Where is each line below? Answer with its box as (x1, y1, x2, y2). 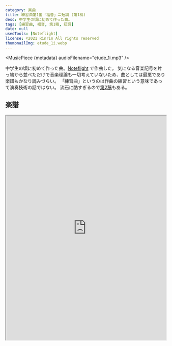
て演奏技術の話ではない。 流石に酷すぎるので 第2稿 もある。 (5, 84, 130, 90)
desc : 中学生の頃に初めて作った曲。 (5, 17, 72, 22)
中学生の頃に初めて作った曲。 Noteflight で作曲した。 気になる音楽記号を (5, 65, 158, 71)
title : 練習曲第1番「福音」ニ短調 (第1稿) (5, 12, 86, 17)
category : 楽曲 (5, 7, 36, 13)
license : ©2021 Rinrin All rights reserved (5, 36, 99, 41)
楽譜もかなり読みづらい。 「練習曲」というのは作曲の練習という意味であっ (5, 77, 163, 84)
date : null (5, 26, 28, 32)
